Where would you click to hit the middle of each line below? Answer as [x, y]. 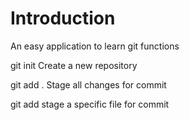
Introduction [63, 18]
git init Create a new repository [74, 65]
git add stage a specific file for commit [90, 104]
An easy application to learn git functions [95, 46]
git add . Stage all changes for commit [88, 84]
